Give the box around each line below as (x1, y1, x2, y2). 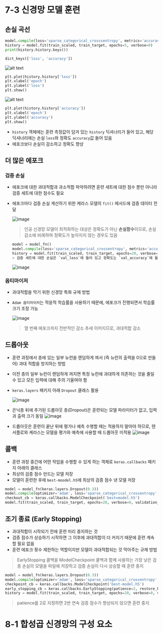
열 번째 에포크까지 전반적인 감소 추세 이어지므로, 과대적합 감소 (24, 325, 141, 331)
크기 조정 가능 (12, 305, 38, 311)
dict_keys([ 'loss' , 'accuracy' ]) (5, 56, 73, 61)
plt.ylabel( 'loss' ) (5, 83, 45, 88)
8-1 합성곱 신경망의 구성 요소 (5, 619, 113, 630)
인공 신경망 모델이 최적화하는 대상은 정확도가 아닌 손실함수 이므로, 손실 (24, 226, 157, 232)
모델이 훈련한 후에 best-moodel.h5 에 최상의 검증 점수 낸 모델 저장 (12, 477, 136, 483)
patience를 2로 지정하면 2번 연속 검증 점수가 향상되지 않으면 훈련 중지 (16, 600, 149, 606)
